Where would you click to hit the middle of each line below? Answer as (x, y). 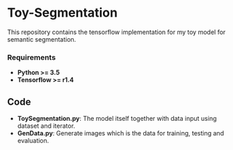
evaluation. (33, 141)
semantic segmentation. (42, 39)
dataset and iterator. (46, 126)
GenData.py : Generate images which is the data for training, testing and (121, 133)
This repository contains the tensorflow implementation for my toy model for (116, 32)
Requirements (32, 57)
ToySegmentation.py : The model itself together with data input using (117, 119)
